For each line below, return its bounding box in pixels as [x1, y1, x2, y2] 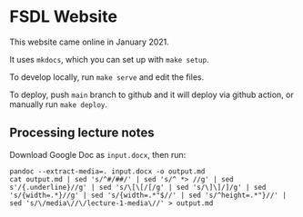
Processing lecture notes [9, 125, 155, 141]
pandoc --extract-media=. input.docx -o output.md [9, 166, 206, 176]
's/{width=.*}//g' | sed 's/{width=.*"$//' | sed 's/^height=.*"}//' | [9, 191, 287, 200]
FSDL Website [9, 6, 118, 27]
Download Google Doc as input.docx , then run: [9, 149, 187, 160]
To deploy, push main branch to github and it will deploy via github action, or [9, 89, 294, 100]
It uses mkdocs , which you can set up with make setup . [9, 54, 209, 64]
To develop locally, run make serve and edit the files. [9, 71, 205, 83]
